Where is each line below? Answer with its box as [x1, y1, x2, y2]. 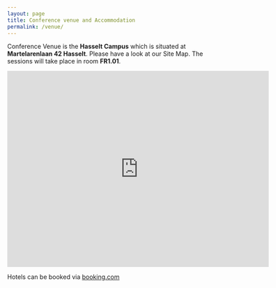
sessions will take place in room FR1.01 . [7, 57, 121, 66]
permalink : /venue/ [7, 23, 64, 30]
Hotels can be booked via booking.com [7, 273, 120, 281]
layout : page [7, 10, 45, 17]
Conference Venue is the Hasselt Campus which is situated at [7, 43, 186, 51]
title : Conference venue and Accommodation [7, 17, 136, 24]
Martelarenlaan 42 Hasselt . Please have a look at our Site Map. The [7, 50, 204, 58]
